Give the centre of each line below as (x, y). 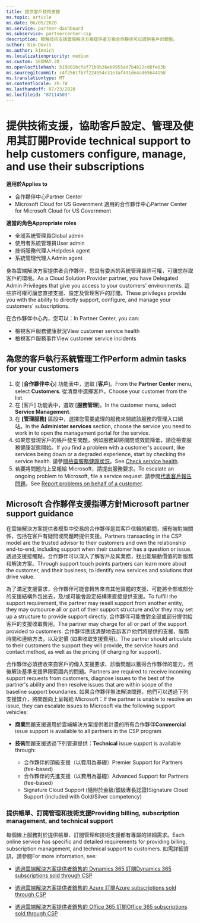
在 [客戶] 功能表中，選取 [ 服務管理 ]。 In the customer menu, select (95, 405)
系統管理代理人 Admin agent (49, 258)
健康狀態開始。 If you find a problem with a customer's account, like (102, 447)
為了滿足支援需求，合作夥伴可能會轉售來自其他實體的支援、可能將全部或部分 (100, 589)
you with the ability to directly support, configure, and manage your (88, 300)
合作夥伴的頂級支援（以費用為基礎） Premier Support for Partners (103, 762)
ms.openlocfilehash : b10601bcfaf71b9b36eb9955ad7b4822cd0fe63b (86, 67)
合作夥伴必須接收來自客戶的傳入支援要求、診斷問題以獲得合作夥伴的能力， (97, 664)
